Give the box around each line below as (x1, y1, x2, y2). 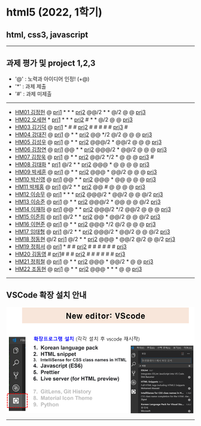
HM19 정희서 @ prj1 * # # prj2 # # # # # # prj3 (14, 243, 127, 250)
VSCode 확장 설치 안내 (6, 290, 87, 301)
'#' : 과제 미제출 (14, 90, 52, 97)
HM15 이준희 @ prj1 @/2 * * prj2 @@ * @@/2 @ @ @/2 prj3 (14, 213, 160, 220)
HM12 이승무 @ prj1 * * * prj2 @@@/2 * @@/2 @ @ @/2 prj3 (14, 191, 163, 198)
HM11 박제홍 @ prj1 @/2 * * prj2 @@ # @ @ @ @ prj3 (14, 183, 145, 190)
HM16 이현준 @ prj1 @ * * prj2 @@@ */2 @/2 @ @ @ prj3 (14, 220, 156, 228)
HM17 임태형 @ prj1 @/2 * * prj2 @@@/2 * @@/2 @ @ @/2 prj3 (14, 228, 170, 235)
